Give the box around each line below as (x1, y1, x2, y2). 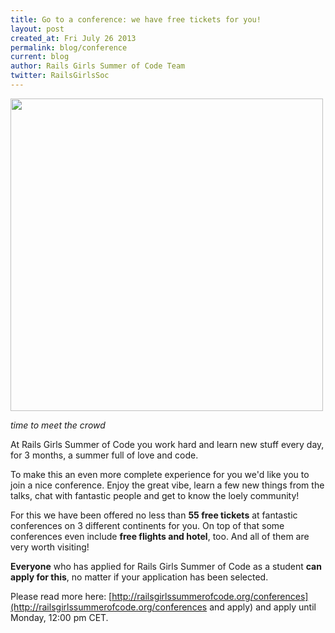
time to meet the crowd (10, 419, 106, 431)
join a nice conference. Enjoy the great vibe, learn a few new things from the (10, 479, 325, 491)
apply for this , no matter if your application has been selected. (10, 571, 269, 583)
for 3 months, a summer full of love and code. (10, 449, 199, 461)
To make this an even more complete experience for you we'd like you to (10, 468, 310, 480)
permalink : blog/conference (10, 42, 128, 53)
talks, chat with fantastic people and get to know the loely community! (10, 489, 300, 501)
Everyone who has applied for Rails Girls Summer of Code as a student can (10, 560, 322, 572)
